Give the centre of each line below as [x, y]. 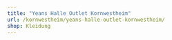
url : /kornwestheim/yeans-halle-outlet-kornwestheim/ [86, 20]
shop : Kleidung [29, 26]
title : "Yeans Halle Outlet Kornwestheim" [69, 13]
